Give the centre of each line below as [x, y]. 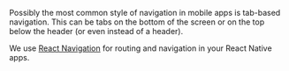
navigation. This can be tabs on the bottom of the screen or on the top [137, 22]
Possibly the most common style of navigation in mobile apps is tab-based [145, 13]
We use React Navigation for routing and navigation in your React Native [141, 48]
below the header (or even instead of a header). [96, 31]
